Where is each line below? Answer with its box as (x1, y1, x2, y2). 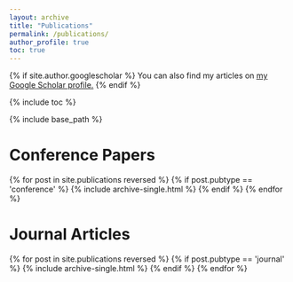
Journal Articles (9, 224, 131, 245)
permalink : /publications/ (9, 29, 109, 38)
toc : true (9, 46, 46, 55)
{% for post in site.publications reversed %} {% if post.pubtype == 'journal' (9, 254, 285, 264)
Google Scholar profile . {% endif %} (9, 80, 141, 90)
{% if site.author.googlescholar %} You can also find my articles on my (9, 70, 268, 81)
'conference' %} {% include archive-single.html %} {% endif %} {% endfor (9, 184, 283, 195)
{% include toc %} (9, 97, 77, 107)
